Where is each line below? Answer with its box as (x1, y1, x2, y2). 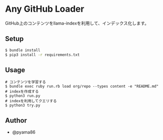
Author (5, 116, 27, 124)
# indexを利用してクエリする (5, 99, 57, 104)
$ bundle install (5, 47, 41, 52)
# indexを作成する (5, 89, 39, 94)
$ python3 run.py (5, 93, 41, 98)
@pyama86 (12, 129, 36, 135)
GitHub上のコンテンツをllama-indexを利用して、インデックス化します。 (5, 20, 149, 26)
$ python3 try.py (5, 103, 41, 108)
